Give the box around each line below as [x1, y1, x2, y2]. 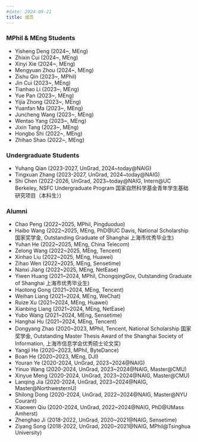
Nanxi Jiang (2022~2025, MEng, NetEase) [14, 266, 119, 273]
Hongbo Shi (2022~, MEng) [14, 129, 83, 137]
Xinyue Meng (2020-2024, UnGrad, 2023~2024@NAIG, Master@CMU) [14, 372, 190, 379]
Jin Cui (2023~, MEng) [14, 79, 71, 86]
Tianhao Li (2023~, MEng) [14, 85, 79, 92]
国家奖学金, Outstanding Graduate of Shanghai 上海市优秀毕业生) [14, 234, 174, 242]
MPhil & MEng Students [6, 34, 76, 42]
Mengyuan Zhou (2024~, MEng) [14, 66, 94, 73]
